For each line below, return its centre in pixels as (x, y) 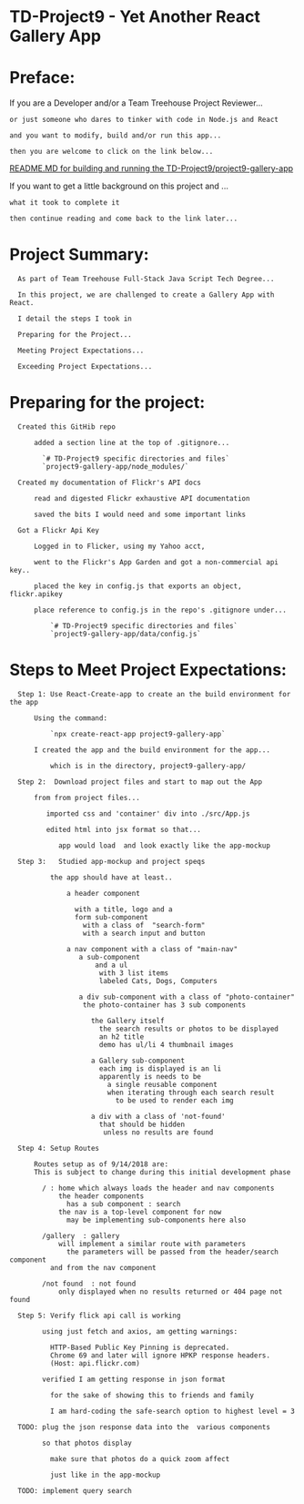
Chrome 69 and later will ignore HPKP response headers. (160, 1355)
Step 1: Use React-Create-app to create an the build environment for (154, 694)
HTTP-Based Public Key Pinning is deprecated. (140, 1347)
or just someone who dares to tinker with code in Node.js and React (144, 120)
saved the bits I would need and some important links (140, 514)
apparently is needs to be (150, 1076)
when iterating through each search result (191, 1092)
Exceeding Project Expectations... (85, 367)
